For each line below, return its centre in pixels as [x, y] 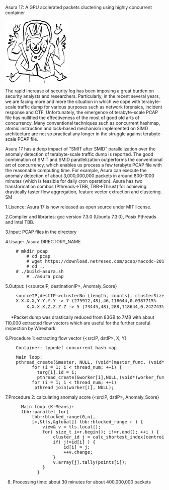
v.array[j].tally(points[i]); [90, 462]
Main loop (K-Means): [48, 406]
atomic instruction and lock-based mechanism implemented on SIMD [77, 128]
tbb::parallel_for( [45, 412]
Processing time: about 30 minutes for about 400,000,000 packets [82, 482]
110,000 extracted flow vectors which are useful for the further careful [78, 323]
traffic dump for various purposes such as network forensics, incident [90, 107]
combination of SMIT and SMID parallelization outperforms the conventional [84, 159]
